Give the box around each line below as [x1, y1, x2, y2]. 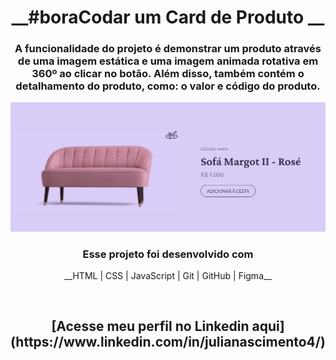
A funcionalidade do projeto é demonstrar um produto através [14, 42, 322, 56]
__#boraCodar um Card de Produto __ [11, 6, 325, 29]
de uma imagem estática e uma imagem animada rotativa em [17, 54, 319, 68]
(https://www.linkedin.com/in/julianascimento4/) [10, 334, 326, 351]
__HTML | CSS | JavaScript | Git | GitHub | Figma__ [64, 270, 272, 281]
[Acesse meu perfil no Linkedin [51, 318, 250, 335]
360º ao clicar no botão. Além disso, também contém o [31, 67, 305, 81]
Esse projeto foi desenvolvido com [82, 247, 254, 261]
